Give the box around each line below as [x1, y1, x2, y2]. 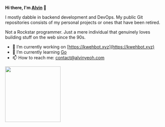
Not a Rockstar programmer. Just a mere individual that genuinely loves [5, 29, 150, 35]
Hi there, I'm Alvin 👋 [5, 5, 47, 10]
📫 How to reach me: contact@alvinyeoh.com [12, 55, 105, 60]
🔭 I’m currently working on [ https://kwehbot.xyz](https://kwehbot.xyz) [12, 44, 155, 49]
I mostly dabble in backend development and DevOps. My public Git [5, 14, 143, 20]
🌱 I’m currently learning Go [12, 49, 67, 55]
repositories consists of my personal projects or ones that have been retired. [5, 20, 161, 25]
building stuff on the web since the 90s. [5, 35, 86, 40]
